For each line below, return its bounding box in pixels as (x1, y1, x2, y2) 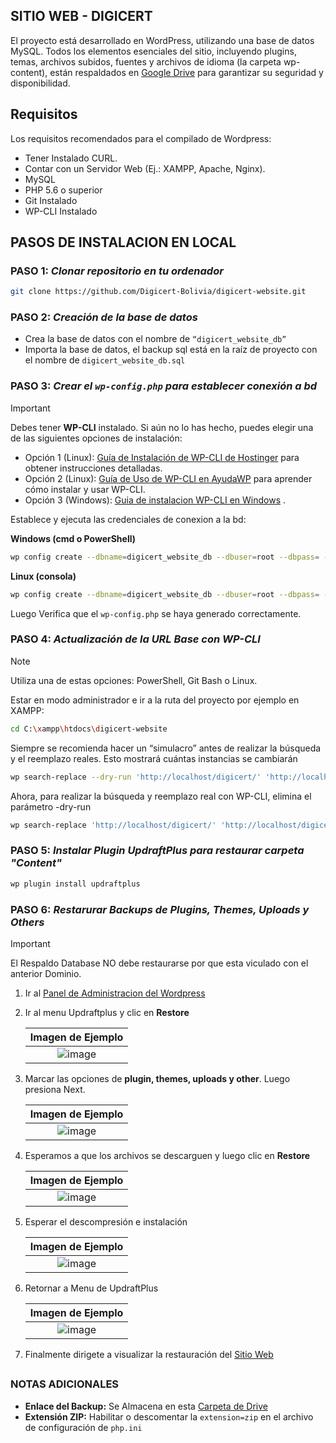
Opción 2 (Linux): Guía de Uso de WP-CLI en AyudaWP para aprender (24, 472, 313, 484)
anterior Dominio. (10, 967, 82, 979)
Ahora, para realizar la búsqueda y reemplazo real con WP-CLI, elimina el (10, 790, 312, 802)
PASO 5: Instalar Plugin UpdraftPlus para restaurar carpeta (10, 844, 305, 858)
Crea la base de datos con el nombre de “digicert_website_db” (24, 333, 287, 345)
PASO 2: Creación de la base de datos (10, 310, 198, 324)
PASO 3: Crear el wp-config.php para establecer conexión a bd (10, 379, 318, 393)
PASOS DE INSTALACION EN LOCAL (10, 234, 237, 251)
